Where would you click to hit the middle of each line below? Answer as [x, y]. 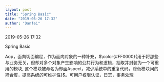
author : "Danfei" [23, 23]
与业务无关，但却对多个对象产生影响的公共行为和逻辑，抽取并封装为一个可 [80, 63]
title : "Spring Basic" [28, 14]
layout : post [18, 10]
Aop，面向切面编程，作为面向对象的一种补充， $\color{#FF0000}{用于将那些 [82, 57]
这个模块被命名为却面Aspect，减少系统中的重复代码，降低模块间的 [91, 69]
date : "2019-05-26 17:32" [31, 19]
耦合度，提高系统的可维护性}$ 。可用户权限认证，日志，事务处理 [69, 75]
